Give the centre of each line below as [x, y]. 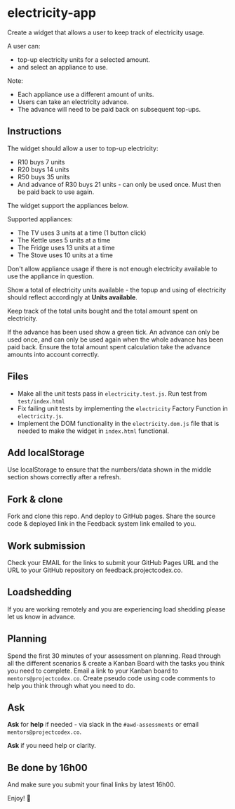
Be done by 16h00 [47, 768]
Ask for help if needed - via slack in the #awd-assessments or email [103, 725]
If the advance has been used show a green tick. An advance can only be [113, 332]
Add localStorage [46, 452]
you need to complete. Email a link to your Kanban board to [93, 671]
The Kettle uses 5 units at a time [64, 240]
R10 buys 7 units [41, 162]
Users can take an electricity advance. [73, 102]
